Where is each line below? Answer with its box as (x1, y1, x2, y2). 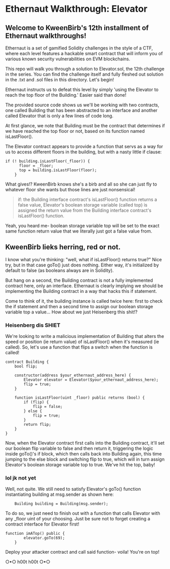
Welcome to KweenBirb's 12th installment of (5, 24, 149, 32)
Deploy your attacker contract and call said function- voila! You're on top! (5, 549, 160, 555)
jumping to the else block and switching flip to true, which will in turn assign (5, 456, 165, 463)
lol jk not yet (5, 474, 36, 482)
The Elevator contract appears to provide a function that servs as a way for (5, 144, 163, 149)
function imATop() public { (5, 531, 65, 536)
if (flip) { (23, 400, 50, 405)
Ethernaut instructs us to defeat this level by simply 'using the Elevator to (5, 86, 159, 93)
